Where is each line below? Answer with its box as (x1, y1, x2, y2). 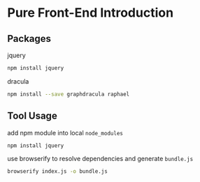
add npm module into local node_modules (7, 128, 124, 137)
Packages (7, 33, 51, 45)
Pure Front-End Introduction (7, 5, 173, 21)
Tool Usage (7, 110, 57, 122)
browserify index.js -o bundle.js (7, 168, 108, 175)
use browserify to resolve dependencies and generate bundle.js (7, 155, 194, 163)
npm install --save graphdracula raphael (7, 91, 130, 98)
